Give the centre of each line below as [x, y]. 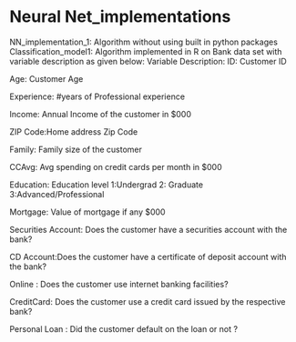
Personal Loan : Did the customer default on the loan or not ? [124, 328]
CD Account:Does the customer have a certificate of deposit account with [148, 256]
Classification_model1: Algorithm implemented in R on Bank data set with [146, 51]
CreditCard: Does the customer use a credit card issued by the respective [148, 301]
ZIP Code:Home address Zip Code [74, 131]
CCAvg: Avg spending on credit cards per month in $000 [116, 166]
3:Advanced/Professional [57, 194]
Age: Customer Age [46, 78]
